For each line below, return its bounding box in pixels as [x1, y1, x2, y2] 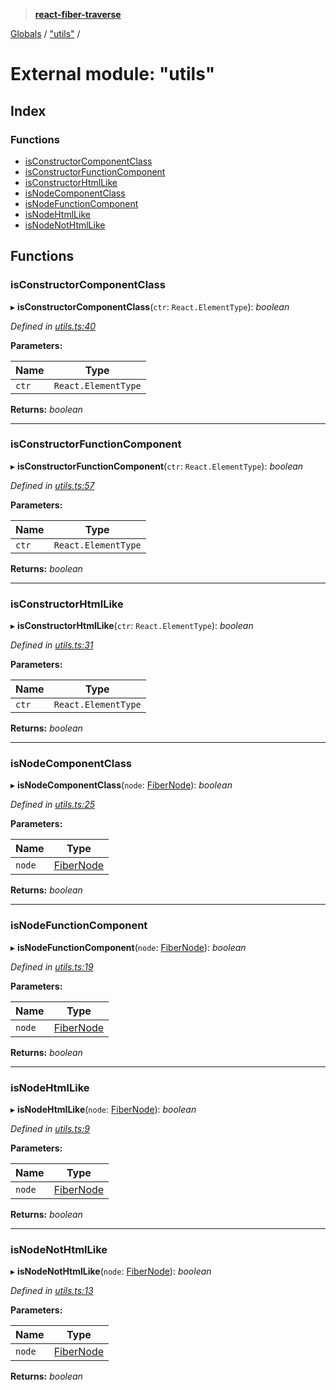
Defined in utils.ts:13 [10, 1285, 94, 1297]
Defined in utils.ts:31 [10, 639, 94, 651]
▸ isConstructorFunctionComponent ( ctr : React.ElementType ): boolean [10, 460, 304, 472]
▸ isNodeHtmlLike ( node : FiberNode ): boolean [10, 1104, 197, 1116]
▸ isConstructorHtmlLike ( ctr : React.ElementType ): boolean [10, 620, 254, 632]
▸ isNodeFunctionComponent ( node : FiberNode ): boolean [10, 941, 247, 953]
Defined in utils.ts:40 [10, 320, 97, 332]
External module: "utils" [10, 63, 216, 86]
